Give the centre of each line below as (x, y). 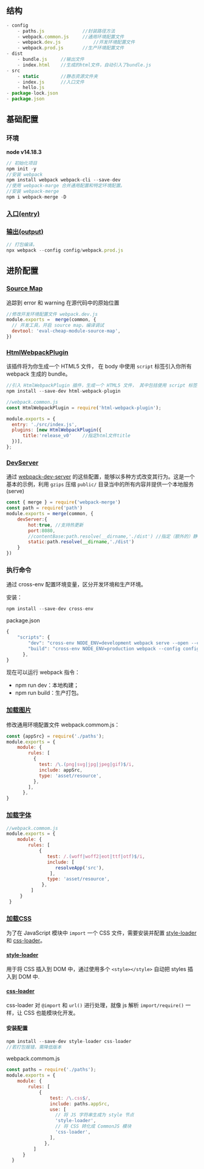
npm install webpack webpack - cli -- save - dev (63, 180)
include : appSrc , (61, 770)
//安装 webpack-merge (33, 191)
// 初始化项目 (22, 163)
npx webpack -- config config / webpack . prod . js (65, 250)
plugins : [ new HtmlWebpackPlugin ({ (57, 430)
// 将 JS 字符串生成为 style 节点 (95, 1115)
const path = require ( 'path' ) (45, 508)
